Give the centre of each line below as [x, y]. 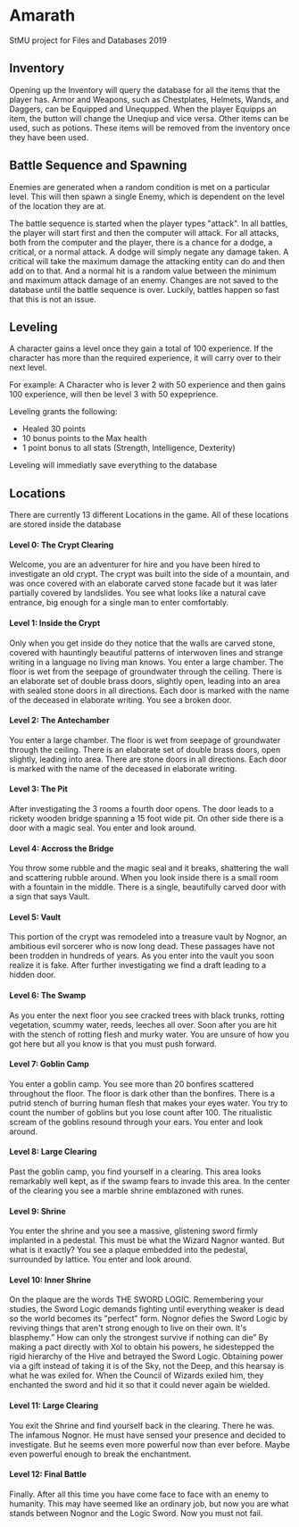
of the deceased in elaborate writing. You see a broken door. [120, 700]
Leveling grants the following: [63, 412]
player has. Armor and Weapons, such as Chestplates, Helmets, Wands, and [149, 99]
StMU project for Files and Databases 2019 [88, 40]
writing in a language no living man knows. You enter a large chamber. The [146, 662]
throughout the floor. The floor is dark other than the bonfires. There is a [142, 1093]
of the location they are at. [58, 205]
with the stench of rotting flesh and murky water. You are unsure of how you [149, 1034]
